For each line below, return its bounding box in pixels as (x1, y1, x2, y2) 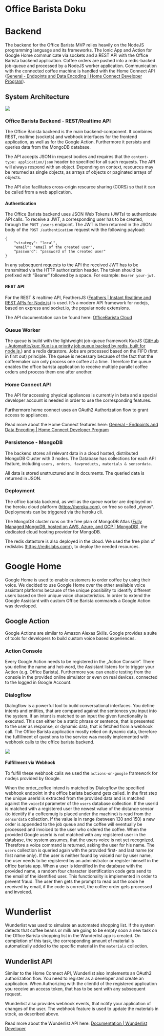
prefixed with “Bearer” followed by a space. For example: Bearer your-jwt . (5, 273, 155, 278)
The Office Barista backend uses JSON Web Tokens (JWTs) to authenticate (5, 211, 157, 217)
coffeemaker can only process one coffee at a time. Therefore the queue (5, 358, 151, 364)
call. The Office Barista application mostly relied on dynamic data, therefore (5, 729, 157, 735)
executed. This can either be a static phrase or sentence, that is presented (5, 718, 155, 724)
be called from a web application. (5, 189, 72, 195)
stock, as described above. (5, 1011, 60, 1017)
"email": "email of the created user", (14, 245, 95, 250)
